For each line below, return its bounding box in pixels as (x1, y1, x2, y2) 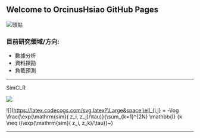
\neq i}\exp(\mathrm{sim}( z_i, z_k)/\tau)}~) (6, 120, 113, 127)
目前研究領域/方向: (6, 37, 60, 46)
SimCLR (6, 84, 26, 91)
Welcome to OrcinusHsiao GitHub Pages (6, 5, 159, 15)
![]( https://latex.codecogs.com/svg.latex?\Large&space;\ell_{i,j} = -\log (6, 107, 179, 114)
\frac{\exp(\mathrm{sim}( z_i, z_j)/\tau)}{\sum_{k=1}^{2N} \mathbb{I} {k (6, 113, 183, 120)
